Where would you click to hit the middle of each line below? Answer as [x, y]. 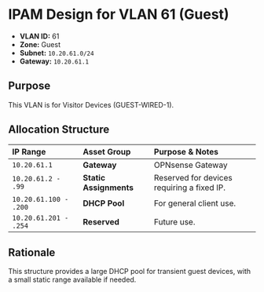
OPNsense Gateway [191, 165]
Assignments [108, 188]
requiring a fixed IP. [190, 188]
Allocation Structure [59, 130]
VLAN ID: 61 [39, 36]
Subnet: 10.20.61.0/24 [57, 53]
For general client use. [195, 203]
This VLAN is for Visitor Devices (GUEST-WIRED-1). [91, 104]
